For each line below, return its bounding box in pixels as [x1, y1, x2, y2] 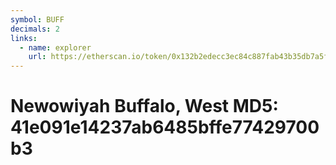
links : [10, 33, 38, 43]
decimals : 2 [10, 24, 60, 34]
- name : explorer [19, 42, 92, 53]
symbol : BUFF [10, 14, 65, 25]
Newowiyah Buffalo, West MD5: [10, 95, 279, 118]
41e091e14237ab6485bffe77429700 [10, 116, 320, 139]
